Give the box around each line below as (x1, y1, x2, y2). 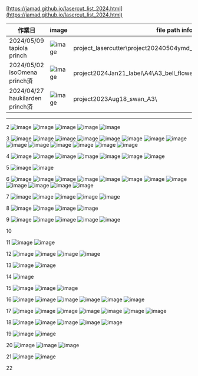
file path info (156, 26, 193, 34)
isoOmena (9, 68, 37, 76)
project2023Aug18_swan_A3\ (73, 95, 157, 103)
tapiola (9, 44, 28, 52)
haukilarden (9, 94, 42, 102)
